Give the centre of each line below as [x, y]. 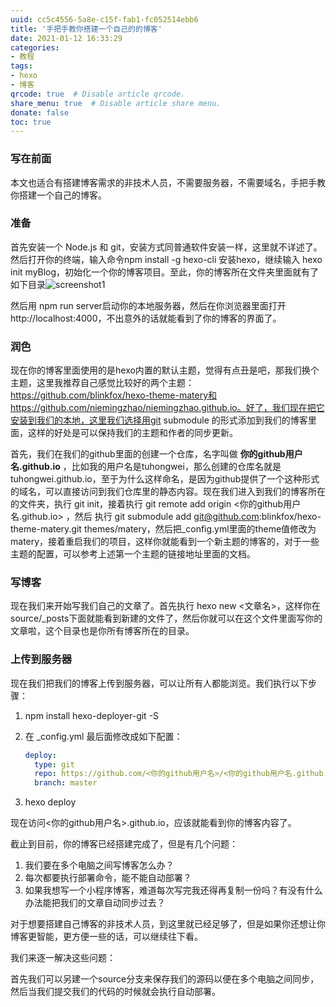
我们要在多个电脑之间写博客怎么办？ [99, 865]
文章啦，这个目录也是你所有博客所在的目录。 [102, 631]
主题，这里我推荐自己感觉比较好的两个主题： [102, 383]
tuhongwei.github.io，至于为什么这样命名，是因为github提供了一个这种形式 [165, 479]
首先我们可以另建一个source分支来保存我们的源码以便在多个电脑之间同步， [165, 979]
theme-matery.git [46, 529]
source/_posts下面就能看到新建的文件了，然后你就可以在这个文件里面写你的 [166, 618]
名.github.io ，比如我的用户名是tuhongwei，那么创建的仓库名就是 [146, 467]
